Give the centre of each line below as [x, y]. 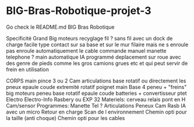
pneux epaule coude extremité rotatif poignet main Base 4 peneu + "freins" [96, 87]
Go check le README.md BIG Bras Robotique [60, 27]
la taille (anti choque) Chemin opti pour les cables [66, 118]
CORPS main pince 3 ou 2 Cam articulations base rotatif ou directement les [96, 81]
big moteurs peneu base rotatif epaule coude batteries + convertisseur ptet [97, 93]
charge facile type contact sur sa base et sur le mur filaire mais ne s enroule [97, 44]
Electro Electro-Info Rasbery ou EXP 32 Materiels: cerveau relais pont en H [96, 99]
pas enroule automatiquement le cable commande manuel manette [87, 50]
